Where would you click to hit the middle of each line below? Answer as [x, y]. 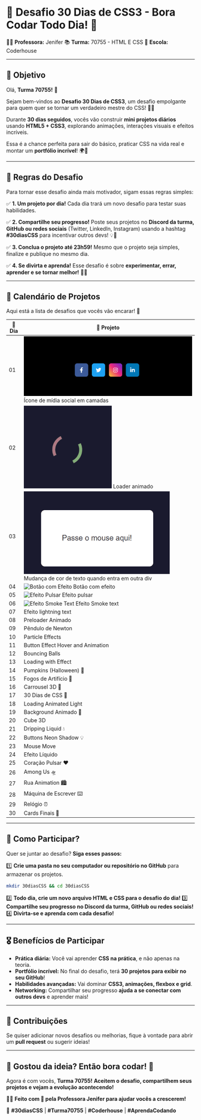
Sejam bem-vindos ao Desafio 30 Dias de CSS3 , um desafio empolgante [96, 101]
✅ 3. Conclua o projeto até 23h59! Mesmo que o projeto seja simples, [93, 247]
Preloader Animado [48, 620]
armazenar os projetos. [35, 874]
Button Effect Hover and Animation [66, 645]
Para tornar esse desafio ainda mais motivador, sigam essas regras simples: [100, 192]
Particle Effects [42, 637]
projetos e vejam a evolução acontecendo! [60, 1088]
